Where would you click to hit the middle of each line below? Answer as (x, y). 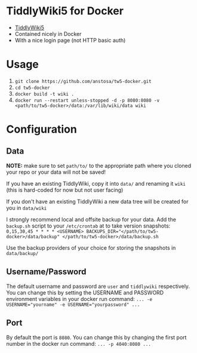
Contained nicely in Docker (48, 33)
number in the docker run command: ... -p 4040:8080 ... (79, 343)
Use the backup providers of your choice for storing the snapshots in (91, 248)
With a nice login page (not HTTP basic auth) (70, 40)
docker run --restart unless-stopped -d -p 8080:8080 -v (87, 100)
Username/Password (46, 272)
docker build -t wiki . (44, 94)
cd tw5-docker (32, 88)
